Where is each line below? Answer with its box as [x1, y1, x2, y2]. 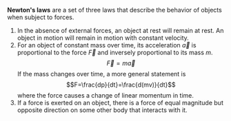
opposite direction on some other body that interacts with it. [17, 106, 188, 114]
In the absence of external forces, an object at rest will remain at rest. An [17, 27, 224, 34]
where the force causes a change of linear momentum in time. [17, 91, 194, 99]
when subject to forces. [7, 13, 74, 21]
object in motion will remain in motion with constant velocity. [17, 34, 190, 42]
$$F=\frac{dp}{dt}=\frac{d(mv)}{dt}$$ [66, 80, 176, 89]
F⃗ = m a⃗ [106, 59, 136, 67]
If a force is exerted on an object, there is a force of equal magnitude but [17, 99, 224, 107]
